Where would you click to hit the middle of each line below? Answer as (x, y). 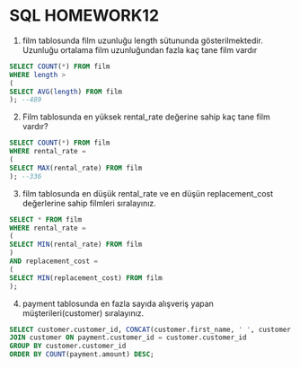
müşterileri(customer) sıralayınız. (83, 313)
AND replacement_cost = (54, 261)
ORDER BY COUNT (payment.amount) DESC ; (82, 355)
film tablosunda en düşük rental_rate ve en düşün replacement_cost (148, 193)
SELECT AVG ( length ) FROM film (66, 92)
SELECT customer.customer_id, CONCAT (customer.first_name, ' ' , (132, 329)
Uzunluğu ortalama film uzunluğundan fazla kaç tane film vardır (140, 49)
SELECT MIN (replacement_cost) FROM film (86, 278)
